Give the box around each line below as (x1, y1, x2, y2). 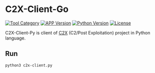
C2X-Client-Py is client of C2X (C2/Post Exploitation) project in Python (5, 29, 150, 35)
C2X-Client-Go (5, 3, 69, 15)
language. (5, 35, 26, 41)
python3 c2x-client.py (5, 62, 52, 68)
